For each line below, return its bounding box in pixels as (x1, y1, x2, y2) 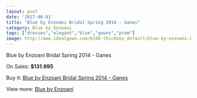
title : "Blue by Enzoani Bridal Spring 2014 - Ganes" (6, 19, 141, 25)
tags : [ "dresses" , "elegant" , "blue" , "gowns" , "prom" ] (6, 30, 135, 36)
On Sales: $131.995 (6, 63, 54, 70)
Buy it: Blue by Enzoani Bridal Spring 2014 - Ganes (6, 74, 128, 81)
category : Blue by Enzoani (6, 24, 72, 31)
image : (6, 36, 22, 41)
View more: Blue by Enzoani (6, 86, 74, 92)
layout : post (6, 8, 38, 15)
